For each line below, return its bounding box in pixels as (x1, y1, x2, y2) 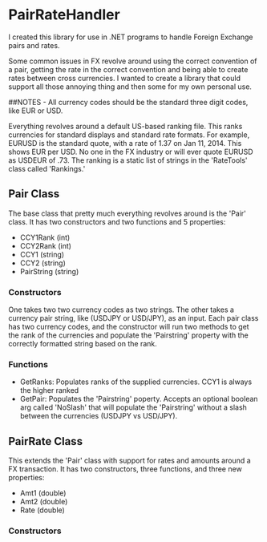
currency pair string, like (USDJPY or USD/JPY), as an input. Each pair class (8, 313, 259, 323)
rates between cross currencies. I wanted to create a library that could (8, 73, 241, 83)
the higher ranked (19, 386, 79, 395)
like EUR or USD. (8, 106, 63, 115)
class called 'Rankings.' (8, 164, 86, 173)
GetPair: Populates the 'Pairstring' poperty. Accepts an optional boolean (19, 394, 258, 404)
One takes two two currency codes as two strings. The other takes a (8, 305, 235, 314)
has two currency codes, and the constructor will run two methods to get (8, 322, 250, 332)
